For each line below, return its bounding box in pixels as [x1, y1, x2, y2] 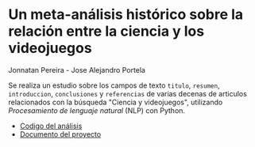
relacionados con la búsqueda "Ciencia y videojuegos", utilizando [8, 97, 223, 107]
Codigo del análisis [19, 121, 83, 130]
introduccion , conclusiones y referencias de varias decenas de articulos [8, 89, 248, 98]
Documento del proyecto [19, 129, 102, 139]
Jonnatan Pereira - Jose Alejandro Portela [8, 65, 145, 74]
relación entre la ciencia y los [8, 22, 205, 40]
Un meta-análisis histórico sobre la [8, 6, 244, 24]
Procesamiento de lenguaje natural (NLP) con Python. [8, 105, 185, 115]
